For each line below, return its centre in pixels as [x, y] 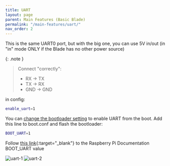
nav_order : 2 [19, 29]
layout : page [19, 15]
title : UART [18, 10]
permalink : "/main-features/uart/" [43, 24]
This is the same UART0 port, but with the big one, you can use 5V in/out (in [85, 43]
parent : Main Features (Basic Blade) [45, 19]
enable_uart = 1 [20, 109]
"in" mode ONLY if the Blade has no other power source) [65, 49]
